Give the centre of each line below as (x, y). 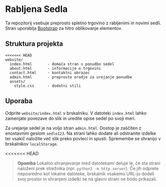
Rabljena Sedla (37, 9)
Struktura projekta (34, 44)
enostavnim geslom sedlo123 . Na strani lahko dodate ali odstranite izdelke (81, 133)
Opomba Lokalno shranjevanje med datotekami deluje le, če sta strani (89, 163)
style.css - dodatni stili (47, 86)
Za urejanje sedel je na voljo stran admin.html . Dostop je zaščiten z (73, 128)
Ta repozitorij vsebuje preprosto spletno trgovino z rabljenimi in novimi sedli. (83, 23)
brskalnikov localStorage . (32, 144)
